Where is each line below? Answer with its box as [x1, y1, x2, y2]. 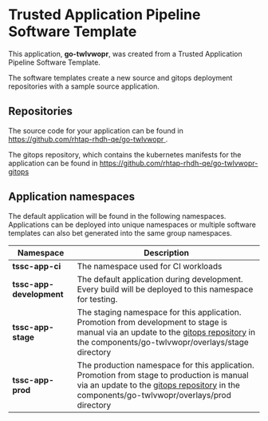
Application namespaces [8, 190, 136, 204]
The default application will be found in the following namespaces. [8, 211, 227, 220]
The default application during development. [77, 273, 243, 284]
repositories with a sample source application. [8, 81, 160, 91]
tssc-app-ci [12, 260, 61, 272]
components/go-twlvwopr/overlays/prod [77, 389, 231, 400]
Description [143, 247, 190, 258]
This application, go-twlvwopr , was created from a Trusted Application [8, 49, 242, 58]
